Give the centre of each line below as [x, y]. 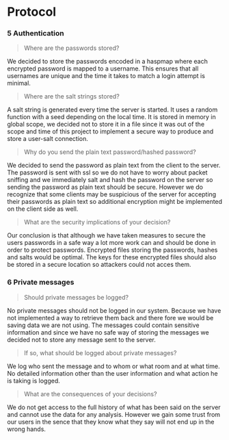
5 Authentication [36, 34]
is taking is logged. [33, 380]
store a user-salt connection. [48, 139]
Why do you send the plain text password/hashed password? [110, 152]
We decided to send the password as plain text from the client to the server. [114, 166]
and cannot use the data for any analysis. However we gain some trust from [114, 414]
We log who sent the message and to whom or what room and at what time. [113, 366]
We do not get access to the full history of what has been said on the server [114, 407]
